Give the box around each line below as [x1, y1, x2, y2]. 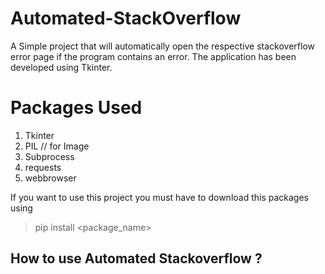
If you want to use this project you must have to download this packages [10, 191, 310, 203]
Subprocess [24, 150, 75, 162]
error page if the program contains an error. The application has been [10, 50, 297, 62]
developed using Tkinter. [10, 61, 113, 73]
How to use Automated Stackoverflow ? [10, 250, 263, 267]
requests [24, 161, 62, 173]
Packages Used [10, 97, 143, 119]
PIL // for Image [24, 140, 90, 152]
